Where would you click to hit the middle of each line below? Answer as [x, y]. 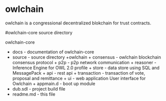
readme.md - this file [34, 94]
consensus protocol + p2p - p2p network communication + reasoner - [84, 62]
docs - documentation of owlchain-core [53, 52]
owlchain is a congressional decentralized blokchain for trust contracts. [78, 23]
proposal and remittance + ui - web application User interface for [79, 78]
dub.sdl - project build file [39, 89]
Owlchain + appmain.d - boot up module [54, 84]
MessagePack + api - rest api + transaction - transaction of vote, [79, 73]
